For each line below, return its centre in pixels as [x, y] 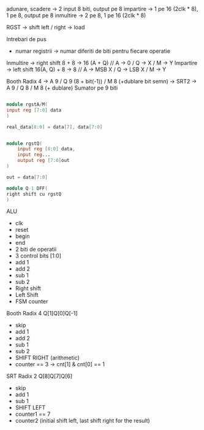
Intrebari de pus [27, 39]
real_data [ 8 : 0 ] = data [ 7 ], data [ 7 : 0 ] [55, 127]
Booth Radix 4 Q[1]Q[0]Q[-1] [42, 313]
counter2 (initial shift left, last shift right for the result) [82, 421]
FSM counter [32, 301]
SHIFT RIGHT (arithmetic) [47, 358]
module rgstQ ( [25, 144]
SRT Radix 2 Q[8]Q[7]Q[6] [39, 376]
